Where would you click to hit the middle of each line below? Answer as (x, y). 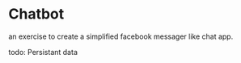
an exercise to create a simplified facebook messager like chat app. (121, 36)
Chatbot (36, 14)
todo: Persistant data (43, 52)
